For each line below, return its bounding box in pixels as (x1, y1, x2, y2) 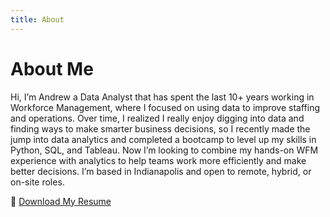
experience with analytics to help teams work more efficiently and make (10, 154, 307, 166)
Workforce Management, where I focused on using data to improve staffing (10, 101, 320, 113)
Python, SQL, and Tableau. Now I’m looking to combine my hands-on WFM (10, 144, 319, 156)
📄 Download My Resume (10, 195, 112, 207)
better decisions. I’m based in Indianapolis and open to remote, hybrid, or (10, 165, 312, 177)
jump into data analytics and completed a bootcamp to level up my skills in (10, 133, 317, 145)
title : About (10, 14, 65, 25)
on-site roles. (10, 176, 65, 188)
